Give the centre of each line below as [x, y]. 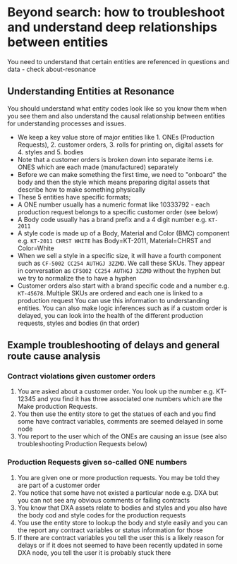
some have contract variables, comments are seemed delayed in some [120, 422]
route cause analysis [54, 356]
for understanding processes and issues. [67, 123]
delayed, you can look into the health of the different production [110, 315]
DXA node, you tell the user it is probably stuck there [94, 552]
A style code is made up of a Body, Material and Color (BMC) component [123, 233]
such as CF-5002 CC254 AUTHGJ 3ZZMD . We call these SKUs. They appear [121, 263]
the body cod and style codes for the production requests [102, 515]
